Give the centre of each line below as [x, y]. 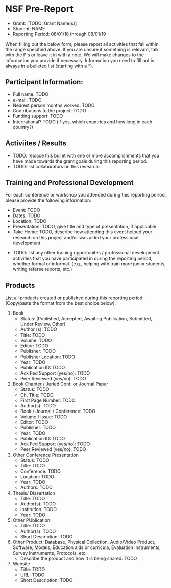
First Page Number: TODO [48, 400]
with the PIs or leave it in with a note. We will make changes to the [75, 55]
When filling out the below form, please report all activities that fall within [82, 44]
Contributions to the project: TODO [49, 110]
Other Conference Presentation [46, 455]
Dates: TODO [27, 215]
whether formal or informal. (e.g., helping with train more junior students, [89, 264]
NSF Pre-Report [40, 9]
